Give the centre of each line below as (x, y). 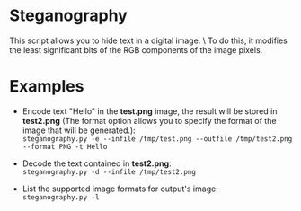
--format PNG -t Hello (65, 146)
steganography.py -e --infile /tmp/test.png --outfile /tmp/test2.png (157, 139)
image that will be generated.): (79, 130)
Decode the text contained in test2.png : (97, 163)
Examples (47, 87)
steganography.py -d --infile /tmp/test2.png (109, 171)
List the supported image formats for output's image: (120, 189)
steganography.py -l (61, 197)
